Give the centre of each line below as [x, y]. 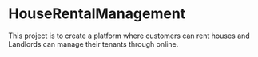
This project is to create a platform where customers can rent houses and [129, 36]
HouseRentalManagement [97, 14]
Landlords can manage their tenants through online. [93, 44]
